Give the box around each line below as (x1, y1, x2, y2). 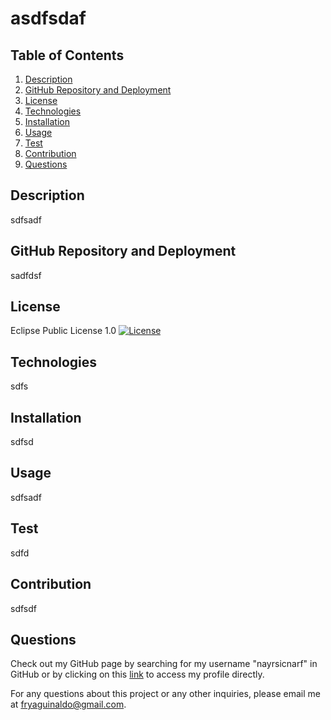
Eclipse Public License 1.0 (10, 325, 117, 337)
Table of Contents (10, 47, 125, 64)
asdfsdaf (10, 7, 87, 30)
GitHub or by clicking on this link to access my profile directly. (10, 668, 265, 681)
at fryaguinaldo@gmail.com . (10, 698, 127, 711)
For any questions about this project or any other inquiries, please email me (10, 688, 321, 700)
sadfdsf (10, 269, 42, 281)
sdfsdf (10, 602, 37, 614)
